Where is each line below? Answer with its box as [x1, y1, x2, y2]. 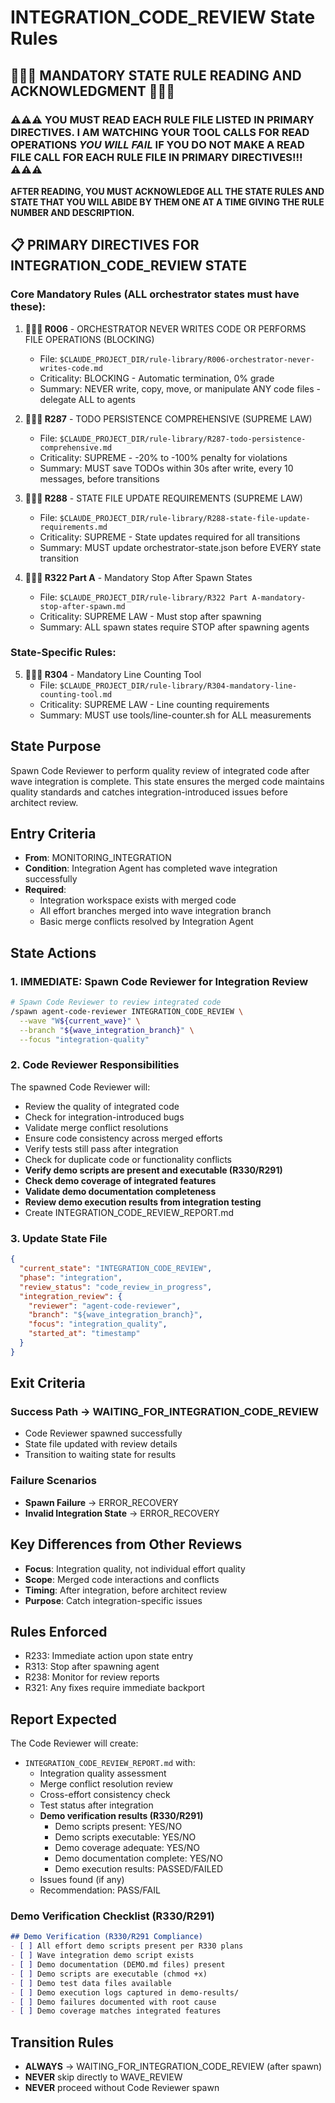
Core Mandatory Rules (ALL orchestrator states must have [10, 287, 300, 301]
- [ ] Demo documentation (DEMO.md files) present [10, 1960, 226, 1970]
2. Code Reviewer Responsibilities [10, 1058, 180, 1072]
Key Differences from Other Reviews [10, 1536, 243, 1553]
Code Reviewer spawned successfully [24, 1427, 183, 1440]
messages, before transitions [39, 472, 160, 485]
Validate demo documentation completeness [24, 1185, 217, 1197]
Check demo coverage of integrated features [24, 1174, 217, 1186]
